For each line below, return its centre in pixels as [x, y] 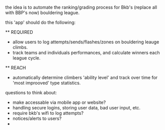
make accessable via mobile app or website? [59, 102]
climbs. [20, 47]
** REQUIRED [19, 32]
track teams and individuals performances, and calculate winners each [86, 53]
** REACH [16, 68]
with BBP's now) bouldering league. [42, 13]
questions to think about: [31, 92]
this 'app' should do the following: [40, 22]
